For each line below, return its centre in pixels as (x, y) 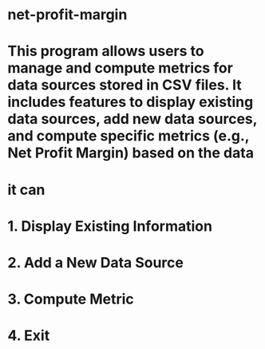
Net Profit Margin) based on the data (131, 153)
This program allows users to (106, 52)
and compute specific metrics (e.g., (129, 136)
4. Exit (29, 336)
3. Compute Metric (71, 299)
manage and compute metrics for (120, 68)
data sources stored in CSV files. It (125, 85)
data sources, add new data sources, (132, 119)
